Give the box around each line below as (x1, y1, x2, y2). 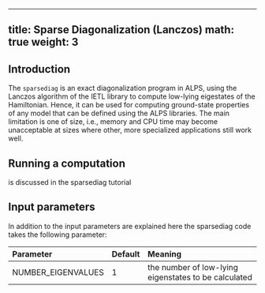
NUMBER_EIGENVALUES (12, 266, 104, 277)
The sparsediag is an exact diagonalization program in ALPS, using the (8, 84, 237, 93)
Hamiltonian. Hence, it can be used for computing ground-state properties (8, 100, 250, 110)
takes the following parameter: (8, 230, 108, 239)
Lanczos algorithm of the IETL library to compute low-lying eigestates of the (8, 92, 256, 101)
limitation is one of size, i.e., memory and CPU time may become (8, 117, 218, 126)
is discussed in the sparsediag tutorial (8, 178, 132, 187)
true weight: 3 (8, 36, 79, 49)
